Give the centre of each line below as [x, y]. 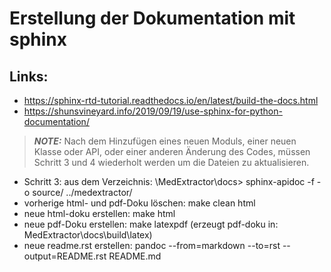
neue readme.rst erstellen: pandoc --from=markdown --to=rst [152, 245]
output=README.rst [65, 256]
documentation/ [56, 121]
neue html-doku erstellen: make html [99, 213]
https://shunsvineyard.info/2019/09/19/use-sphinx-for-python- [153, 111]
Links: [29, 76]
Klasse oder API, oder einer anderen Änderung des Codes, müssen [172, 151]
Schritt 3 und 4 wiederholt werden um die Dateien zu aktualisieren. [171, 162]
